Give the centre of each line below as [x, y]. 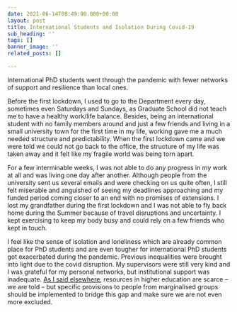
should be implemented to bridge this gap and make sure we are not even [115, 294]
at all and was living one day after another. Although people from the [107, 175]
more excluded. [30, 301]
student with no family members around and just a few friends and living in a [119, 123]
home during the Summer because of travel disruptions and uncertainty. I [114, 213]
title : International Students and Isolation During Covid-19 [101, 27]
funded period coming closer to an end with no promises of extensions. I [113, 197]
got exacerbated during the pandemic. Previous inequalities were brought [115, 257]
